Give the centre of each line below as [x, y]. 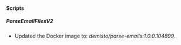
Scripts [15, 8]
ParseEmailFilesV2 [30, 21]
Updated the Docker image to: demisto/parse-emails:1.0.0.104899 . [95, 36]
